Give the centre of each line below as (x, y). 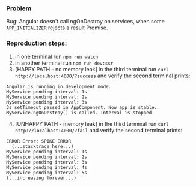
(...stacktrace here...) (43, 146)
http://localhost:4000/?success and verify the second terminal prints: (103, 76)
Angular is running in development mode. (59, 86)
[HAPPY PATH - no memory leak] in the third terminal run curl (92, 69)
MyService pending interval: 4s (47, 167)
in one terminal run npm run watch (57, 56)
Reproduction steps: (37, 43)
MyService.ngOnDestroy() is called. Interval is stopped (79, 113)
